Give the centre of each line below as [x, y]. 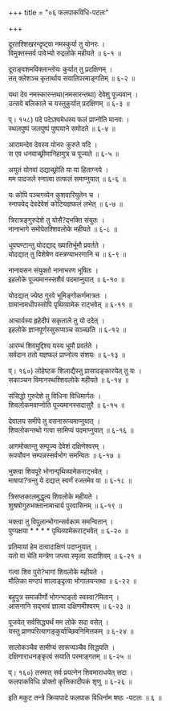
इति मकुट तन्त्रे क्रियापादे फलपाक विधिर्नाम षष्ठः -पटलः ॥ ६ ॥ [85, 697]
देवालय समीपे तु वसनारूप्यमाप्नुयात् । [55, 421]
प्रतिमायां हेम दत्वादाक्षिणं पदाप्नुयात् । [53, 547]
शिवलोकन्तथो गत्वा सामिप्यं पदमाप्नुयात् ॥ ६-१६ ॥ [71, 430]
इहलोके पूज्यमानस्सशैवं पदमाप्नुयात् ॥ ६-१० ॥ [67, 279]
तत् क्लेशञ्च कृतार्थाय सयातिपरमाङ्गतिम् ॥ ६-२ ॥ [71, 78]
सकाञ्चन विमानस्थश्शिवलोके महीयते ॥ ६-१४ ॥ [69, 380]
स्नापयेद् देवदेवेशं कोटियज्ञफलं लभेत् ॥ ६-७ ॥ [65, 204]
